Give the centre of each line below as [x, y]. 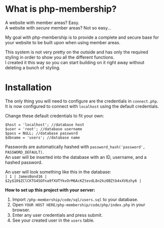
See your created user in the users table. [53, 220]
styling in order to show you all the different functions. [60, 57]
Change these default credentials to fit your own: [55, 116]
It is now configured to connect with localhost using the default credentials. [82, 106]
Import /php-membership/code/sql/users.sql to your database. [75, 199]
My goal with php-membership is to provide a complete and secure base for [82, 37]
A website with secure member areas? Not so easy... [58, 27]
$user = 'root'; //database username [44, 129]
